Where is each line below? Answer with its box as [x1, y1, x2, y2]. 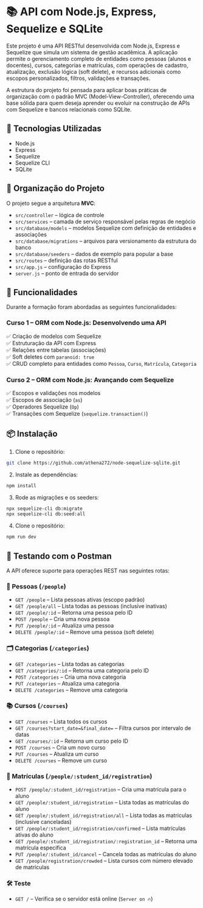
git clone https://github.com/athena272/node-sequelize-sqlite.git [6, 460, 181, 466]
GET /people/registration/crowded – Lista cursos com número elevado [15, 857, 193, 865]
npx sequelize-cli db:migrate [6, 506, 83, 512]
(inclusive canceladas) [15, 818, 72, 826]
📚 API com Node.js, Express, [6, 5, 157, 19]
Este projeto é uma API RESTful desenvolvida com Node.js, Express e [6, 42, 181, 49]
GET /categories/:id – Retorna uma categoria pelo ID [15, 667, 149, 674]
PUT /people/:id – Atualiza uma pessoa [15, 622, 114, 629]
